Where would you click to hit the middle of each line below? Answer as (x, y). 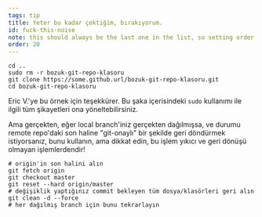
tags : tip (24, 15)
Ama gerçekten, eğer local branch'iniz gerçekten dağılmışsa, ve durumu (124, 125)
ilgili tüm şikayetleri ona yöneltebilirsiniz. (73, 110)
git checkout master (42, 178)
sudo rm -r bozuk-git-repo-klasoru (66, 73)
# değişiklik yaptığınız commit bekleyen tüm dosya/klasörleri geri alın (131, 192)
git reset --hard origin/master (61, 185)
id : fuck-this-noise (42, 30)
